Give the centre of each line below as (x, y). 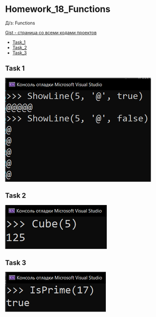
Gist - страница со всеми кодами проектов (51, 32)
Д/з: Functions (20, 23)
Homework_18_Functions (58, 9)
